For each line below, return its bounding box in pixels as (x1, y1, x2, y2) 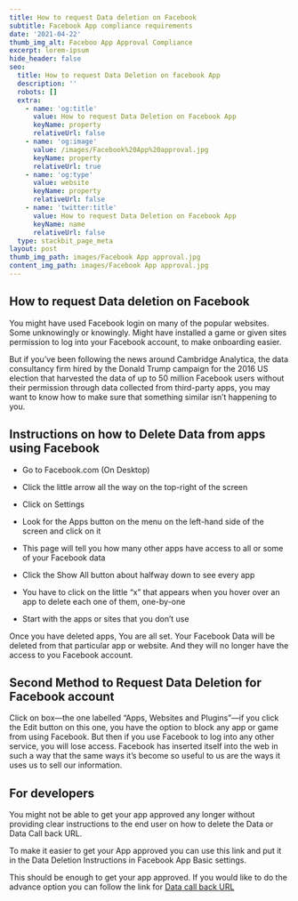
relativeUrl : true (32, 162, 101, 171)
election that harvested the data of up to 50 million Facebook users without (9, 373, 285, 383)
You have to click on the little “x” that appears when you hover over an (21, 586, 280, 597)
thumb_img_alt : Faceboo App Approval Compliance (9, 37, 193, 47)
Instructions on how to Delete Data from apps (9, 427, 266, 442)
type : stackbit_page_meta (17, 237, 114, 245)
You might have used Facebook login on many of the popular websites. (9, 318, 270, 328)
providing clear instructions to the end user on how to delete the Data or (9, 819, 274, 830)
